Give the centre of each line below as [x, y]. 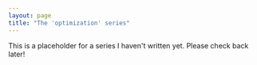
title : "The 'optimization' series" [69, 23]
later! [17, 54]
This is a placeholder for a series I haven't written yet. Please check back [128, 45]
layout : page [30, 15]
